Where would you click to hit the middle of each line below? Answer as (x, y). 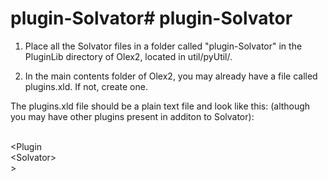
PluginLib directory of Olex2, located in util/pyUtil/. (128, 56)
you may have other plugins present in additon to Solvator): (132, 116)
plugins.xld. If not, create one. (86, 86)
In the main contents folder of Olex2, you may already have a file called (171, 76)
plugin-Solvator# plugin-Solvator (151, 18)
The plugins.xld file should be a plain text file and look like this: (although (160, 106)
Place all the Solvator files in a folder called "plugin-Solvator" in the (163, 46)
